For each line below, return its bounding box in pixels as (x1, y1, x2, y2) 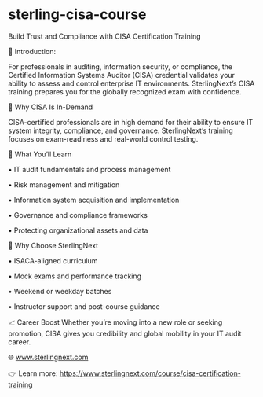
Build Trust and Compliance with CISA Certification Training (8, 31, 202, 41)
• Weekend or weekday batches (8, 286, 112, 296)
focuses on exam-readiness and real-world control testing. (8, 134, 199, 143)
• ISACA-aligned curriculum (8, 255, 98, 265)
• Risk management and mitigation (8, 179, 120, 189)
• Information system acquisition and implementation (8, 195, 180, 204)
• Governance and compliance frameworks (8, 210, 148, 219)
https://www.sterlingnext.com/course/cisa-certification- (59, 368, 241, 378)
